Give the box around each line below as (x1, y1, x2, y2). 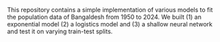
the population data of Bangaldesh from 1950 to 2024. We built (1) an (7, 13, 202, 21)
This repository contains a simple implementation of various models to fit (7, 6, 213, 14)
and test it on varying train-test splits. (7, 27, 113, 35)
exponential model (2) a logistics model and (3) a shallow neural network (7, 20, 212, 28)
